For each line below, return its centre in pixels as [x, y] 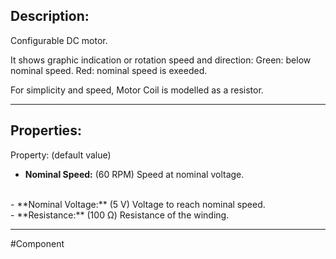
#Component [37, 243]
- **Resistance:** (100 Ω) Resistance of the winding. [120, 215]
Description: [50, 16]
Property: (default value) [61, 155]
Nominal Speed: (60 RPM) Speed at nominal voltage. [134, 174]
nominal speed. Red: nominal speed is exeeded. [109, 70]
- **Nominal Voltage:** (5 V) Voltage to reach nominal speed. [138, 204]
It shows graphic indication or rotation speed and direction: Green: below [161, 60]
